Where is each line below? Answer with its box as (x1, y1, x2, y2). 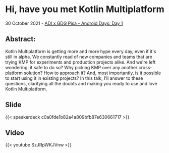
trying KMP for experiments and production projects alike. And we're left (5, 59, 156, 65)
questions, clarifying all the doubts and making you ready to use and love (5, 80, 157, 86)
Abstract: (5, 35, 36, 43)
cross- (138, 64, 152, 70)
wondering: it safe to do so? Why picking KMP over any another (5, 64, 138, 70)
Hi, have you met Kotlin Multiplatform (5, 4, 164, 15)
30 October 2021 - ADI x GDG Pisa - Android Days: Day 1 (5, 20, 123, 26)
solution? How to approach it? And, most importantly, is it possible (23, 70, 161, 76)
